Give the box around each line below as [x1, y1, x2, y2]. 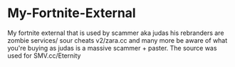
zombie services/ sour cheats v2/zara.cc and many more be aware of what [7, 36, 228, 44]
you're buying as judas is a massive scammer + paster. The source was [7, 43, 217, 52]
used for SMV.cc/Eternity [7, 51, 81, 60]
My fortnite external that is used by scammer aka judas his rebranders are [7, 29, 224, 37]
